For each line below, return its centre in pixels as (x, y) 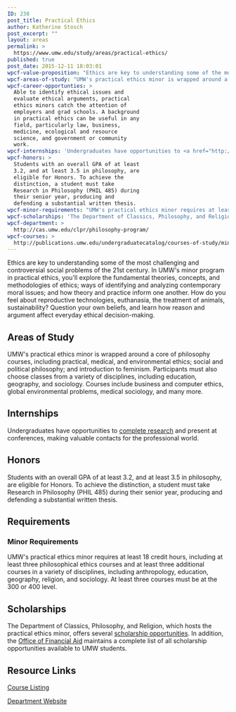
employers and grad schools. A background (77, 112)
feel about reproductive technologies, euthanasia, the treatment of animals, (116, 300)
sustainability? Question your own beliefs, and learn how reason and (106, 307)
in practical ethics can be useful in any (77, 118)
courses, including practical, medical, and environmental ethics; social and (115, 362)
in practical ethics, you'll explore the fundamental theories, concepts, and (113, 278)
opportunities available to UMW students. (67, 649)
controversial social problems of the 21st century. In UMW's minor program (116, 270)
